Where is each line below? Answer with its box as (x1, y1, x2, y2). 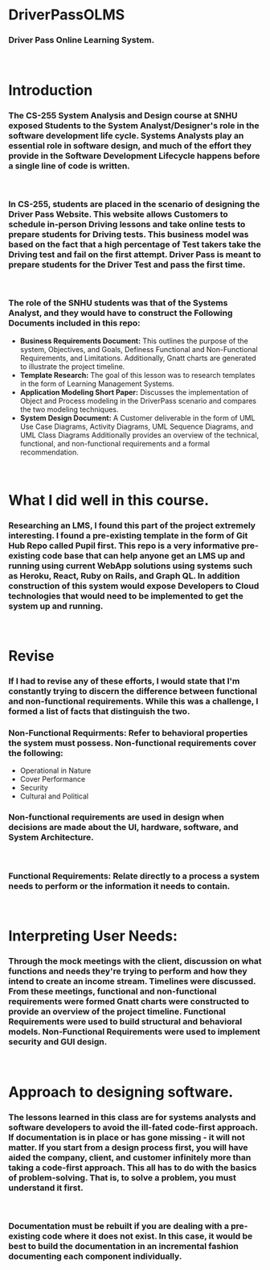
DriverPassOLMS (8, 6, 125, 24)
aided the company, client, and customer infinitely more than (8, 1152, 252, 1163)
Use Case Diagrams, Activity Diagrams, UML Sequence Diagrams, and (19, 421, 254, 431)
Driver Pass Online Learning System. (8, 35, 155, 46)
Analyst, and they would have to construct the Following (8, 308, 233, 319)
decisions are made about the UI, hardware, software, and (8, 822, 239, 833)
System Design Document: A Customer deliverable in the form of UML (19, 413, 256, 422)
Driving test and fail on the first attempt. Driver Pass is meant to (8, 248, 261, 259)
